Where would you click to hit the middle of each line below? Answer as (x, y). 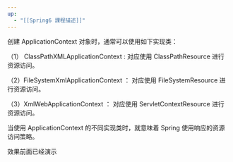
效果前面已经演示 (32, 151)
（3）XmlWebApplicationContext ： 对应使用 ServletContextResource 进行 (116, 104)
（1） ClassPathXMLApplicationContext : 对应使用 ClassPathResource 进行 (116, 56)
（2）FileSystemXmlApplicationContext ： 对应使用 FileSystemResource (113, 80)
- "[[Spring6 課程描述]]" (50, 20)
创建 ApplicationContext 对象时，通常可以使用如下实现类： (92, 41)
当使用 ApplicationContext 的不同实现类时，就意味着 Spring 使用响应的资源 (116, 127)
